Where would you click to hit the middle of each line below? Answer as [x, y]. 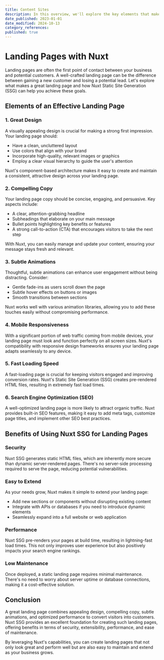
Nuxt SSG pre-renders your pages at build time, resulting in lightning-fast [79, 540]
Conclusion [23, 600]
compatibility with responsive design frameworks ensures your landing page [82, 346]
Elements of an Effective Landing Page [65, 106]
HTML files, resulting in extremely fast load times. [55, 385]
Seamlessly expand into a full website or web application [69, 517]
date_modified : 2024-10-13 [32, 23]
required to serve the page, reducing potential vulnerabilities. [66, 469]
